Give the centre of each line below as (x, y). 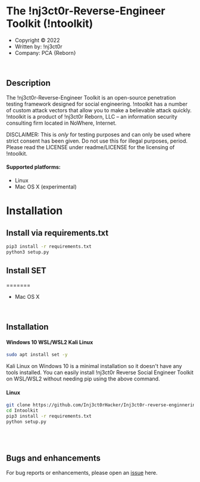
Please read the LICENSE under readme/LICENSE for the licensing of (90, 147)
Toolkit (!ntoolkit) (50, 24)
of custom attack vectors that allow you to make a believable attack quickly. (99, 110)
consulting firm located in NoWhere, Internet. (62, 123)
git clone (18, 405)
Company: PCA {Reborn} (45, 52)
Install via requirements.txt (57, 233)
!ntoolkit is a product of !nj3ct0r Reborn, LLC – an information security (92, 116)
